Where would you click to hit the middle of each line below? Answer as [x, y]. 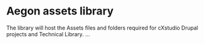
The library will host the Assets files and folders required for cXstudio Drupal [102, 28]
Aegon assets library [60, 11]
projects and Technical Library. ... [48, 34]
